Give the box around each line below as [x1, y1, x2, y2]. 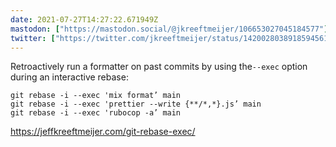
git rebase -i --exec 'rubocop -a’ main [10, 108, 182, 118]
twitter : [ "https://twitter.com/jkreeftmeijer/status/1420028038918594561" [10, 33, 333, 43]
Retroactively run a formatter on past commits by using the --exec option [10, 61, 308, 73]
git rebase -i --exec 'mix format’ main [10, 91, 182, 101]
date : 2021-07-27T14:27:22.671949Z [10, 14, 159, 25]
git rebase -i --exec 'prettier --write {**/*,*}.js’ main [10, 99, 262, 110]
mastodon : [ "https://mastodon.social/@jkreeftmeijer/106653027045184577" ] [10, 24, 329, 34]
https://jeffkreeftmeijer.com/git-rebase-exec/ [10, 126, 196, 138]
